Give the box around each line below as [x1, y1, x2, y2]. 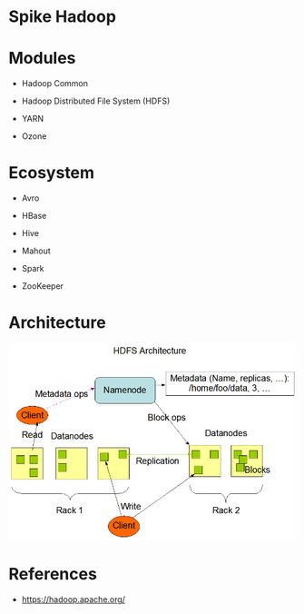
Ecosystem [8, 163, 95, 183]
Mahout [21, 245, 51, 256]
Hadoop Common [21, 78, 88, 89]
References [8, 564, 97, 585]
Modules [8, 48, 76, 69]
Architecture [8, 312, 106, 333]
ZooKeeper [21, 281, 64, 292]
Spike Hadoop [8, 6, 117, 27]
